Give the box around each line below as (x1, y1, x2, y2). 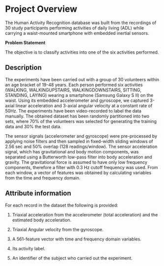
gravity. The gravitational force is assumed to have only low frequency (5, 159, 147, 165)
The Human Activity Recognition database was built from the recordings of (5, 20, 157, 26)
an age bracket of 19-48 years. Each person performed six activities (5, 82, 143, 88)
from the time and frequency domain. (5, 175, 81, 180)
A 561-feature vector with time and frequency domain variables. (12, 236, 141, 242)
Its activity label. (12, 245, 46, 251)
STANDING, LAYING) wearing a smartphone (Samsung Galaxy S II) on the (5, 92, 154, 98)
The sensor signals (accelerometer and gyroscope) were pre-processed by (5, 133, 158, 139)
